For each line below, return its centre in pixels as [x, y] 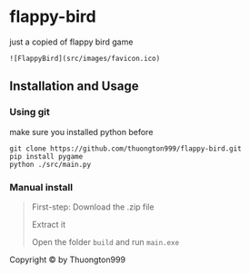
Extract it [49, 224]
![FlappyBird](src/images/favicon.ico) [85, 58]
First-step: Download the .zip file [93, 207]
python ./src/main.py [50, 164]
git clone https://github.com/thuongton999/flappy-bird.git [126, 148]
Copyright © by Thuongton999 [67, 259]
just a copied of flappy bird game [71, 42]
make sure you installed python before [81, 132]
